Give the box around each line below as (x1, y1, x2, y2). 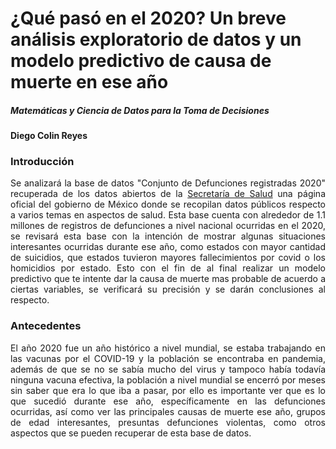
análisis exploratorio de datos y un (10, 28, 302, 51)
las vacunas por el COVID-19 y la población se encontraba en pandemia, (10, 352, 326, 364)
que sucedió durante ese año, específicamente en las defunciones (10, 395, 326, 407)
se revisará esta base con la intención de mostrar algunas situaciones (10, 230, 326, 242)
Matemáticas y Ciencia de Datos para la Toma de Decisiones (10, 104, 270, 116)
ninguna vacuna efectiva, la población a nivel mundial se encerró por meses (10, 373, 326, 386)
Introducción (10, 155, 75, 169)
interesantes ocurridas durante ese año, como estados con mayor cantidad (10, 241, 326, 253)
